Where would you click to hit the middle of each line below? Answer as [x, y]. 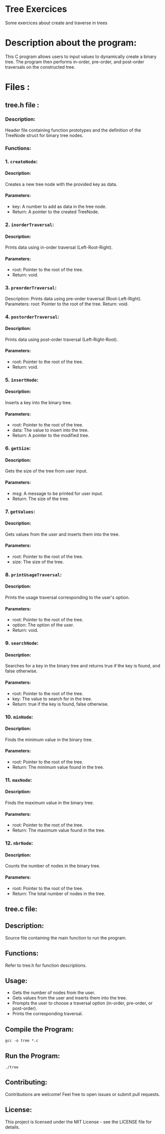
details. [13, 1127]
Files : [17, 87]
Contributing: [26, 1082]
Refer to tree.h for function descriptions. [46, 965]
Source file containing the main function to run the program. [66, 938]
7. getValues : [20, 512]
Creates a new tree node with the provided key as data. [61, 184]
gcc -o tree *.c [22, 1041]
